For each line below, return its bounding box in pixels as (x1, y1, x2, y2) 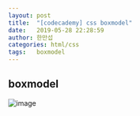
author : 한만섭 (8, 33, 54, 42)
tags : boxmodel (8, 48, 66, 56)
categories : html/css (8, 41, 80, 49)
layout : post (8, 11, 51, 20)
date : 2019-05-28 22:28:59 (8, 26, 104, 34)
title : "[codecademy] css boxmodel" (8, 19, 133, 27)
